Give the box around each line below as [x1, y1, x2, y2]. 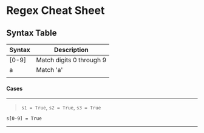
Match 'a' [36, 66, 63, 74]
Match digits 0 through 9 [36, 56, 107, 64]
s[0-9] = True [6, 115, 42, 122]
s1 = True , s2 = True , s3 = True [21, 104, 101, 111]
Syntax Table [6, 28, 57, 38]
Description [53, 46, 89, 54]
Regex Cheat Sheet [6, 4, 105, 18]
